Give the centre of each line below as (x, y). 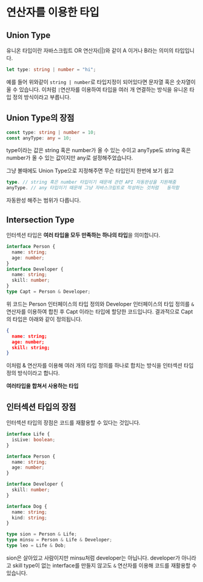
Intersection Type (40, 220)
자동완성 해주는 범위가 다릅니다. (44, 200)
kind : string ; (29, 518)
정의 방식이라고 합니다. (33, 373)
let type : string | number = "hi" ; (51, 70)
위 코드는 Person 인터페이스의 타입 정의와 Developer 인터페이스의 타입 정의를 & (100, 304)
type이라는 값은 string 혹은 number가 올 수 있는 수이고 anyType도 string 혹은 (98, 150)
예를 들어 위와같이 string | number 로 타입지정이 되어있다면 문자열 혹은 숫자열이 (101, 82)
